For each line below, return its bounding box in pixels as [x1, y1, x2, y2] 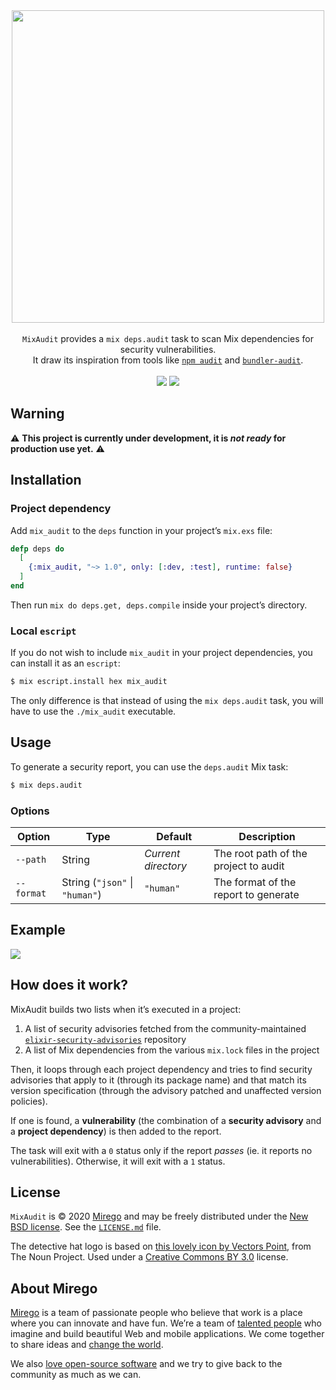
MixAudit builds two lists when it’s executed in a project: [10, 1003, 242, 1015]
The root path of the [213, 847, 308, 861]
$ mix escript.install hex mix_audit [10, 677, 168, 687]
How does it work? [10, 977, 129, 994]
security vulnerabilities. [119, 344, 217, 355]
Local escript [10, 624, 77, 638]
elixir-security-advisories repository [24, 1033, 187, 1045]
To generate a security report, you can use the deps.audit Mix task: [10, 760, 289, 773]
